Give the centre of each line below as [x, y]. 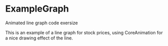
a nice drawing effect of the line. [39, 38]
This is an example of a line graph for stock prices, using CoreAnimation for [84, 32]
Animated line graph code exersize [42, 23]
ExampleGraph [37, 9]
